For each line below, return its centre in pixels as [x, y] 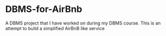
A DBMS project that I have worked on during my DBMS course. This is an [83, 23]
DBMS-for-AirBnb [44, 9]
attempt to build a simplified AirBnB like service [55, 28]
